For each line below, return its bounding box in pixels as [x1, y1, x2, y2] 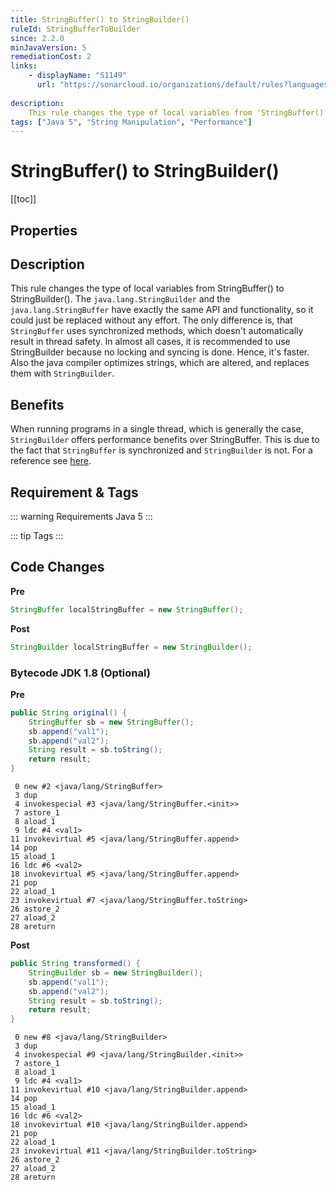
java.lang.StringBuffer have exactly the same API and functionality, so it [10, 304, 314, 316]
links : [10, 61, 38, 71]
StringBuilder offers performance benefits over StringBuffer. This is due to [10, 434, 320, 446]
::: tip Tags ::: [10, 530, 64, 542]
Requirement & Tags [10, 484, 139, 501]
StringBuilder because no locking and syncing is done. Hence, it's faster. [10, 346, 310, 358]
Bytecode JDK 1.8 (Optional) [10, 666, 151, 680]
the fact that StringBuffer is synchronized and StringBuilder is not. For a [10, 444, 313, 456]
